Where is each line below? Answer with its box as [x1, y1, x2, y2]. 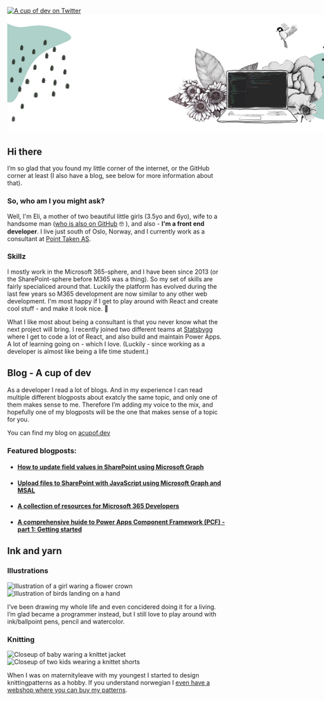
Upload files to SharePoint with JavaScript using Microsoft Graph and [17, 479, 222, 487]
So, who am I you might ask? [7, 196, 105, 206]
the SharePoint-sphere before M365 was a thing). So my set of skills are [7, 274, 213, 283]
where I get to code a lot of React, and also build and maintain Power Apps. [7, 332, 222, 341]
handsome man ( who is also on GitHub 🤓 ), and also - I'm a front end [7, 219, 205, 228]
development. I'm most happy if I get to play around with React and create [7, 296, 218, 305]
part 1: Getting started [17, 525, 82, 533]
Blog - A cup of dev [7, 367, 91, 379]
